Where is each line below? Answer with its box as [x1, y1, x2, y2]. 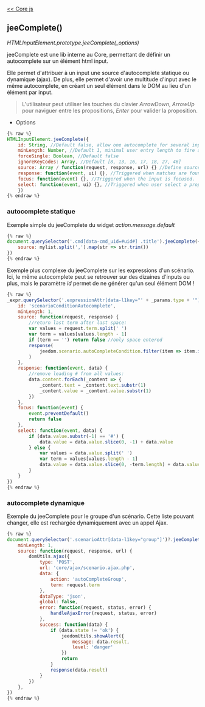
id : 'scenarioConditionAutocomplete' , [18, 303, 116, 309]
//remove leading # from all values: [29, 371, 124, 377]
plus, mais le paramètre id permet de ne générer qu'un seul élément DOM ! [7, 279, 195, 287]
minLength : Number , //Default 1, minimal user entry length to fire [18, 148, 195, 154]
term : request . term [50, 582, 100, 588]
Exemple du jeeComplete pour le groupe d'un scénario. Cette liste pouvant [7, 512, 194, 520]
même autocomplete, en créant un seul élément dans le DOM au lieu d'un [7, 82, 191, 89]
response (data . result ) [50, 667, 108, 673]
